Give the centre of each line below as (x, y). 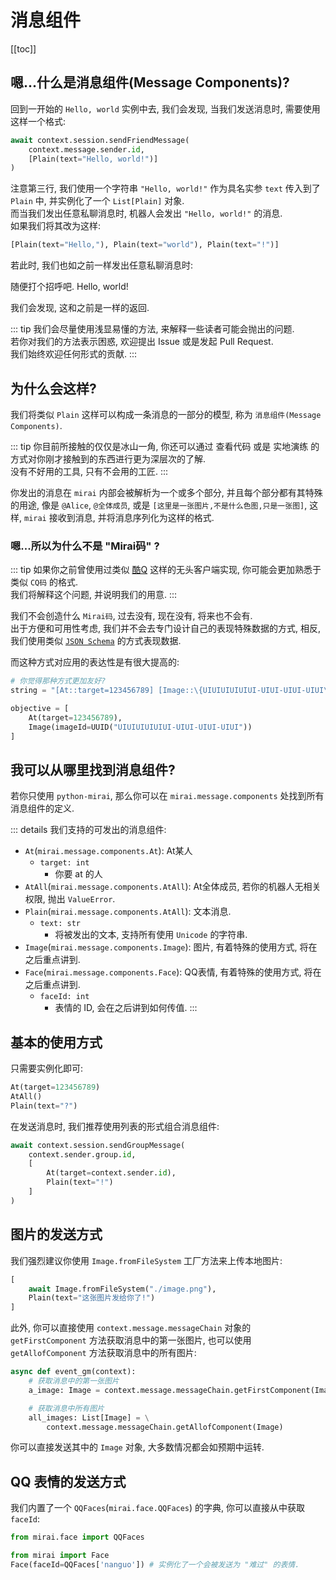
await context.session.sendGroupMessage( (98, 1145)
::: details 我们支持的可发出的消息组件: (88, 830)
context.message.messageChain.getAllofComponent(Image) (165, 1427)
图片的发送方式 (56, 1234)
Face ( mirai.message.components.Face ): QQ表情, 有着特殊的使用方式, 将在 (173, 972)
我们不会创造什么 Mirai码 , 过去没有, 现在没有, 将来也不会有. (131, 616)
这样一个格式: (38, 121)
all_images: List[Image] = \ (89, 1417)
